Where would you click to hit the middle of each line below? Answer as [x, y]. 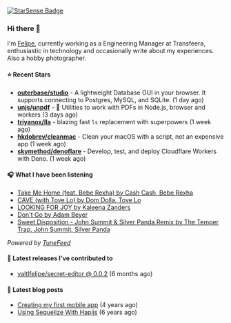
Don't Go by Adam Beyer [52, 215]
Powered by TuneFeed [39, 242]
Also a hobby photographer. [47, 58]
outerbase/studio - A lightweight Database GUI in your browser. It [111, 92]
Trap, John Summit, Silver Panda [63, 229]
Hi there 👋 [24, 28]
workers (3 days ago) [47, 115]
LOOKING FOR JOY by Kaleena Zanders [74, 207]
